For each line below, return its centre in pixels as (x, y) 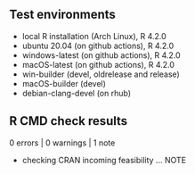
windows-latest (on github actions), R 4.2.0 (101, 55)
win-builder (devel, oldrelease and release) (101, 74)
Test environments (62, 15)
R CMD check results (69, 121)
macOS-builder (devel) (64, 83)
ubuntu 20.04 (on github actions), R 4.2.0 (98, 46)
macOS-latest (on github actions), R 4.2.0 (98, 64)
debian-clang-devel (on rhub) (77, 93)
